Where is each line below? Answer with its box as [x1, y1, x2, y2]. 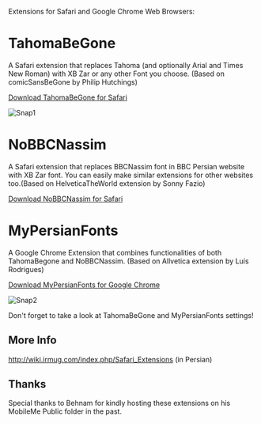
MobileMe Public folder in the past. [8, 407, 123, 416]
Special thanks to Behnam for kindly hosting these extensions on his [8, 399, 231, 408]
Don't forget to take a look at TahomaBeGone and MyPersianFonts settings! [8, 310, 254, 320]
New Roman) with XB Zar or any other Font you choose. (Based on [8, 69, 225, 78]
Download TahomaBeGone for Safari [8, 93, 128, 102]
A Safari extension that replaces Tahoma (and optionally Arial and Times [8, 60, 244, 70]
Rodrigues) [8, 264, 45, 274]
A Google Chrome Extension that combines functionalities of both [8, 248, 222, 257]
